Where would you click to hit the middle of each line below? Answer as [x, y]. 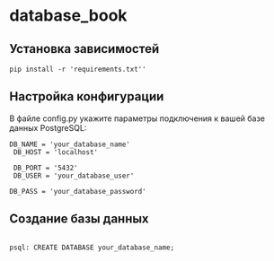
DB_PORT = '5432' [45, 168]
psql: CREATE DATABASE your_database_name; [92, 248]
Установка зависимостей [84, 49]
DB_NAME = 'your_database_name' [70, 144]
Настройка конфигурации [87, 96]
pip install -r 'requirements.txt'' [78, 69]
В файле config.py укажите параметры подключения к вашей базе [137, 118]
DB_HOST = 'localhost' [56, 152]
